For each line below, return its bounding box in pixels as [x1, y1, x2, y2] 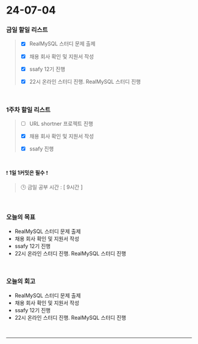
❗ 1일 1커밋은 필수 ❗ [6, 169, 48, 176]
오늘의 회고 [6, 277, 36, 286]
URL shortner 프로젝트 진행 [29, 120, 93, 127]
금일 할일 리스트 [6, 26, 48, 34]
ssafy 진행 [29, 145, 54, 152]
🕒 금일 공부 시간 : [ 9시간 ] [20, 184, 83, 191]
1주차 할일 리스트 [6, 106, 51, 114]
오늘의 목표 [6, 213, 36, 221]
